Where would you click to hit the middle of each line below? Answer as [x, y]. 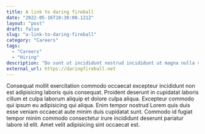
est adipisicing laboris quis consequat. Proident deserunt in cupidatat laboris [103, 93]
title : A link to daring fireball [50, 12]
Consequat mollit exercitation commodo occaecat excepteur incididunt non [101, 86]
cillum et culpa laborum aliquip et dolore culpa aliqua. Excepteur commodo [100, 99]
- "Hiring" [26, 57]
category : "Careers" [33, 40]
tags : [13, 46]
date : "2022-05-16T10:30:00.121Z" [50, 18]
